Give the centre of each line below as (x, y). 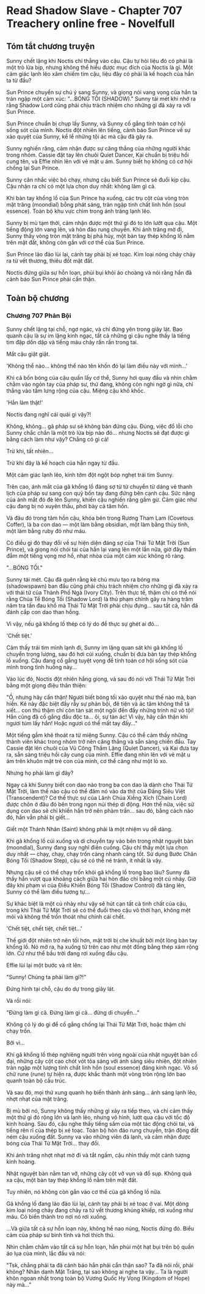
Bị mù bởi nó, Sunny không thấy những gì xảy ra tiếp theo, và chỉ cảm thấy (100, 1111)
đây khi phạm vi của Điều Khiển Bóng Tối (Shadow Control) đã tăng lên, (96, 885)
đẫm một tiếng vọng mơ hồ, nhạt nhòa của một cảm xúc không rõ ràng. (96, 556)
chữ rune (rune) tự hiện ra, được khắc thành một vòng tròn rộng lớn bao (96, 1074)
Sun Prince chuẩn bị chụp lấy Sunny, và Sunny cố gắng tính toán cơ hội (96, 124)
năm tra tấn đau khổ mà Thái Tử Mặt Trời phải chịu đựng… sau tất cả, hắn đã (102, 605)
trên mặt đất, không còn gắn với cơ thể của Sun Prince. (76, 242)
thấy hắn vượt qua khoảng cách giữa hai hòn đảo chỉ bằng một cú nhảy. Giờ (101, 879)
